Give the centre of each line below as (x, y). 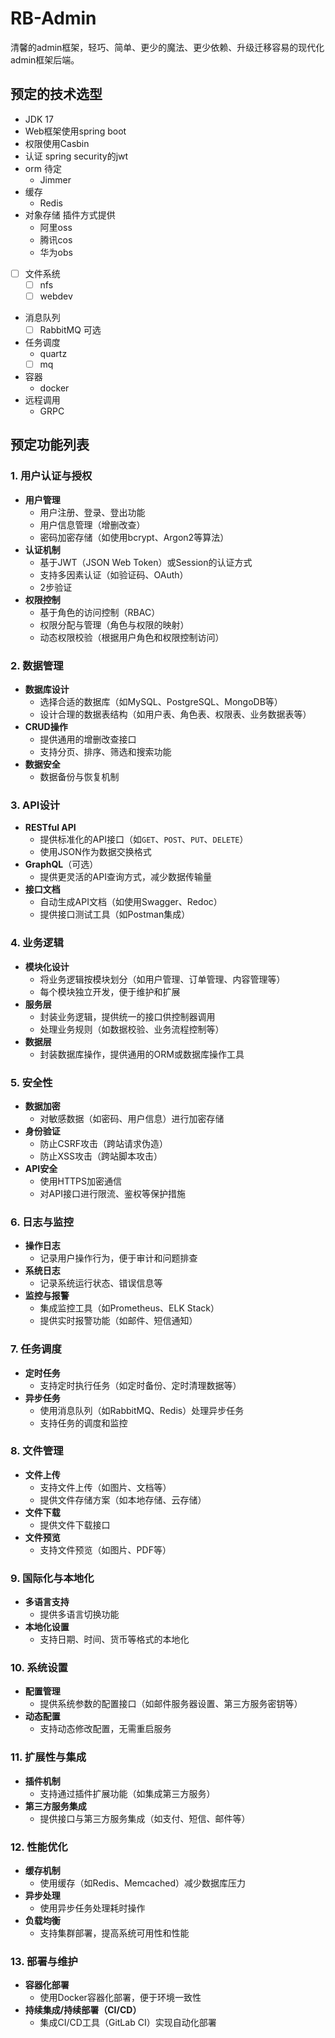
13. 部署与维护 (44, 1961)
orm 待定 (43, 168)
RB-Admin (53, 18)
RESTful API (50, 828)
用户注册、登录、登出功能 (92, 512)
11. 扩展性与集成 (48, 1757)
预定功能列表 (50, 445)
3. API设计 (35, 805)
